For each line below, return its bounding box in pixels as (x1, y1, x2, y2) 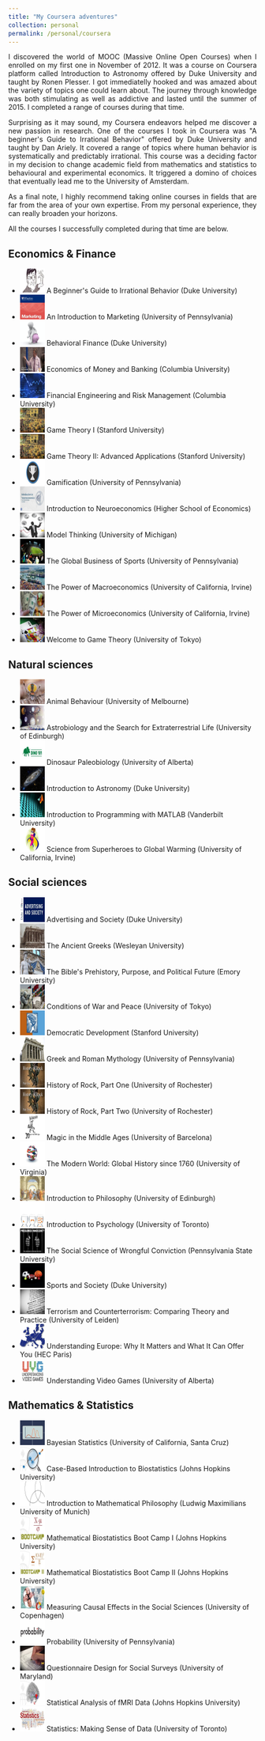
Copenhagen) (19, 1610, 65, 1620)
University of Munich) (19, 1507, 91, 1516)
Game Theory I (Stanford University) (46, 426, 165, 435)
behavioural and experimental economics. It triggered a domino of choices (8, 168, 257, 178)
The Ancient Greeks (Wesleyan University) (46, 941, 185, 950)
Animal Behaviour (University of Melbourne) (46, 697, 189, 706)
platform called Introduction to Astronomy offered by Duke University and (8, 69, 257, 78)
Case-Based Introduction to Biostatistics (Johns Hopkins (46, 1463, 231, 1473)
